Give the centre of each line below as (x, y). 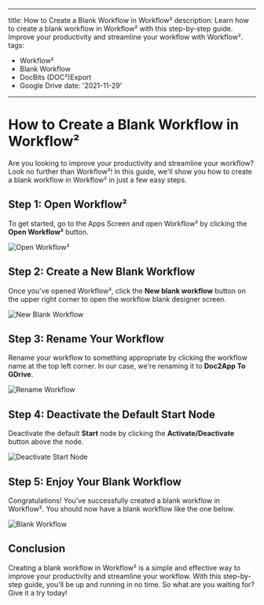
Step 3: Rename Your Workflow (86, 339)
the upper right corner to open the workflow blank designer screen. (117, 299)
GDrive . (21, 375)
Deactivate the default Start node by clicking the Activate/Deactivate (121, 434)
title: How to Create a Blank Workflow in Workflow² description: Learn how (128, 20)
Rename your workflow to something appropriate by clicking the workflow (128, 357)
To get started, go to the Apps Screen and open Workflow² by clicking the (128, 223)
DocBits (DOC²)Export (55, 77)
